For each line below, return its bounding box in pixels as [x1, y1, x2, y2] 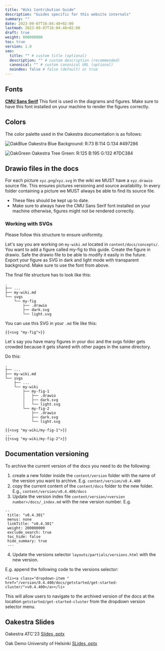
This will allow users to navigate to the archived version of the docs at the [5, 593, 155, 599]
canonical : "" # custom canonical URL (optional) [9, 62, 113, 67]
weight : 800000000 [5, 35, 43, 40]
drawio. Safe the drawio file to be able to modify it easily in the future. [5, 251, 147, 257]
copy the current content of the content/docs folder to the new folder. [12, 483, 154, 489]
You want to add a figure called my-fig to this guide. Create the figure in [5, 246, 151, 252]
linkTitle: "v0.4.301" [7, 521, 54, 526]
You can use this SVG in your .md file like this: [5, 320, 97, 326]
